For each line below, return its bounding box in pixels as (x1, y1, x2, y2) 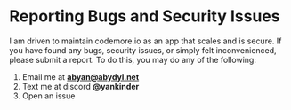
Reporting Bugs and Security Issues (9, 6, 280, 27)
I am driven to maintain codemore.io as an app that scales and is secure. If (9, 35, 282, 46)
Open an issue (21, 90, 76, 101)
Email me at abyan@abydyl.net (21, 71, 140, 82)
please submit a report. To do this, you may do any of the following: (9, 54, 256, 65)
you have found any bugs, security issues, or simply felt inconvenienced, (9, 44, 278, 55)
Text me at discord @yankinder (21, 81, 140, 91)
